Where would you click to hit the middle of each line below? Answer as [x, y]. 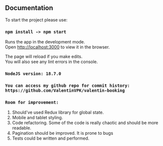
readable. [22, 128]
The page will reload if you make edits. [44, 57]
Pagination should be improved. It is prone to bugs [63, 133]
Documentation [29, 8]
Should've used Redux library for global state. [58, 112]
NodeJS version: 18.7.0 [33, 74]
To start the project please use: [36, 20]
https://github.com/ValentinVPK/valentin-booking [65, 90]
